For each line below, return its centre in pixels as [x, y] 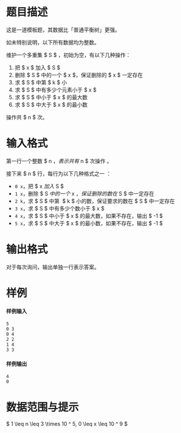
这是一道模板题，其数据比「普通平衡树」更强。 [63, 30]
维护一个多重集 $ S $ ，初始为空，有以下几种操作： [69, 55]
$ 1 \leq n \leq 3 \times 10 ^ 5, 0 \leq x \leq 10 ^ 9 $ [67, 424]
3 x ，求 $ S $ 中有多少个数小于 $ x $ [59, 208]
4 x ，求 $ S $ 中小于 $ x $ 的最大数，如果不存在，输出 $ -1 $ [89, 216]
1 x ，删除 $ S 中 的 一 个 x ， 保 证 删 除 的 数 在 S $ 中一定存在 [85, 193]
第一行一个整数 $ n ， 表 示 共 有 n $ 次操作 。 [59, 161]
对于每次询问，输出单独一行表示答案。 [53, 267]
